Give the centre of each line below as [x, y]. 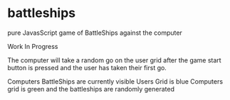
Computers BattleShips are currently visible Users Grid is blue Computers [115, 81]
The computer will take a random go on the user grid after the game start [115, 60]
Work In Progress [33, 46]
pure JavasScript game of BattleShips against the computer [95, 33]
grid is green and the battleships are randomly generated [91, 89]
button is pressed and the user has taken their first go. [87, 67]
